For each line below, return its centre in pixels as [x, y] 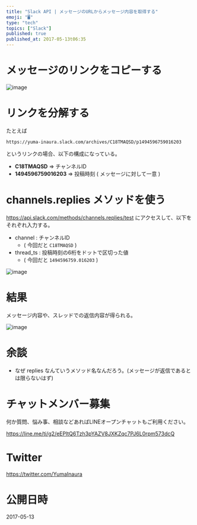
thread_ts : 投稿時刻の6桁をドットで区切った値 [72, 252]
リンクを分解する [48, 113]
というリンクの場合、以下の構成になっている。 [63, 154]
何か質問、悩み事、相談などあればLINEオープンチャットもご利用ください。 [97, 422]
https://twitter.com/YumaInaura [45, 474]
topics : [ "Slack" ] [29, 28]
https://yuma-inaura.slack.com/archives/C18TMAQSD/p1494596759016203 [94, 142]
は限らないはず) [34, 378]
